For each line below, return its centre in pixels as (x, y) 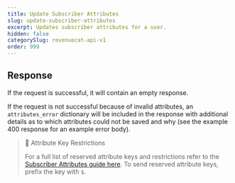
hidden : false (28, 34)
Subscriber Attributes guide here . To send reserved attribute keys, (121, 164)
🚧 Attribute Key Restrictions (65, 143)
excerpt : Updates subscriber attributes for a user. (87, 27)
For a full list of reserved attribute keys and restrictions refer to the (122, 156)
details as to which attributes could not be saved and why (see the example (118, 121)
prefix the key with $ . (55, 172)
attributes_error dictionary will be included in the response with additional (118, 113)
